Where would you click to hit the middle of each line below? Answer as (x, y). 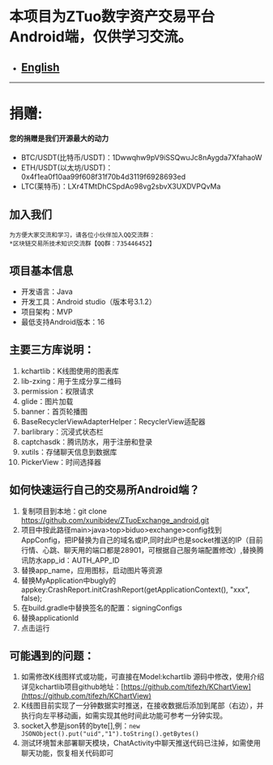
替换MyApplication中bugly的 (68, 580)
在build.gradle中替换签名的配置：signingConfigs (102, 607)
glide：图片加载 (47, 401)
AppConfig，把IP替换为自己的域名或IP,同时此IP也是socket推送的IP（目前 (142, 540)
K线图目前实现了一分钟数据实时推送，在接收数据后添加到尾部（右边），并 (142, 706)
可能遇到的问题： (52, 656)
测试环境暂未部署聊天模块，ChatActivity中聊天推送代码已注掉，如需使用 (141, 743)
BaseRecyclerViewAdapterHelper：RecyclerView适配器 (113, 421)
